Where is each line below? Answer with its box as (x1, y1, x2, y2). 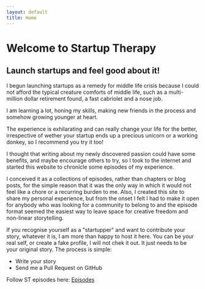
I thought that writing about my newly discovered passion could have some (6, 150, 196, 157)
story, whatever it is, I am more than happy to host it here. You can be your (6, 233, 195, 240)
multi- (168, 88, 184, 96)
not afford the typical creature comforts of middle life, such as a (6, 88, 168, 96)
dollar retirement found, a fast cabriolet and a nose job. (24, 94, 163, 102)
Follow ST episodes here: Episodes (6, 276, 95, 283)
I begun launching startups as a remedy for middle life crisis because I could (6, 82, 199, 89)
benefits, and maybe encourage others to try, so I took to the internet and (6, 156, 192, 164)
